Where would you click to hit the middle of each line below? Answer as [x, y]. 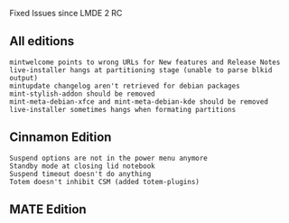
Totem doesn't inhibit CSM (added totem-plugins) [105, 181]
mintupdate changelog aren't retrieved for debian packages [125, 86]
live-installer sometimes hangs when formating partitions [123, 109]
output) [24, 78]
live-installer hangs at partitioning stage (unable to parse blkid [141, 70]
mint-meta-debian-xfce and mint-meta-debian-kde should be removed [139, 102]
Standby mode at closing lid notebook [82, 166]
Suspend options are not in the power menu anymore [108, 158]
